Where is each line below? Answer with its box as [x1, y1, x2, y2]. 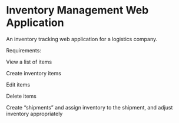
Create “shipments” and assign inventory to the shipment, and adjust [6, 104, 173, 111]
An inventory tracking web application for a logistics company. [6, 35, 158, 42]
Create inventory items [6, 69, 62, 77]
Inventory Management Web [6, 4, 149, 17]
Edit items [6, 81, 31, 88]
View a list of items [6, 58, 52, 65]
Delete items [6, 92, 37, 99]
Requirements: [6, 46, 41, 54]
